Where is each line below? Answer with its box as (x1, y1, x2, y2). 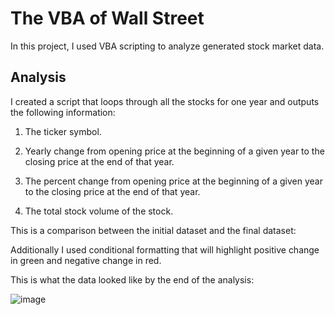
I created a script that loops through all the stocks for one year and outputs (10, 95, 320, 107)
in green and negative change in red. (10, 254, 162, 266)
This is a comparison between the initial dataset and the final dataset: (10, 224, 297, 236)
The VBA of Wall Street (10, 7, 205, 30)
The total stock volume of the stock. (24, 205, 174, 217)
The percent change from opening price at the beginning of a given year (24, 175, 323, 187)
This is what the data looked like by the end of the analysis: (10, 273, 255, 286)
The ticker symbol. (24, 125, 102, 137)
